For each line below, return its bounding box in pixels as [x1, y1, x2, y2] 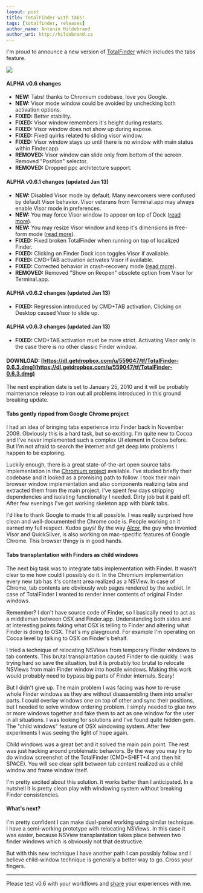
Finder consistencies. [6, 791, 60, 798]
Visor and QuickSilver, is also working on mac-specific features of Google [6, 531, 190, 538]
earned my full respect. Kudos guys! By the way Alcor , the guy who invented [6, 524, 197, 531]
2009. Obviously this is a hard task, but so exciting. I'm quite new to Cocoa [6, 430, 193, 437]
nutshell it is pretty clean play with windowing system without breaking [6, 784, 182, 792]
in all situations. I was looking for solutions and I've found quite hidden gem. [6, 716, 195, 723]
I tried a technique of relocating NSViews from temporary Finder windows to [6, 646, 196, 653]
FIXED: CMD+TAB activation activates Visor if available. [14, 256, 154, 263]
